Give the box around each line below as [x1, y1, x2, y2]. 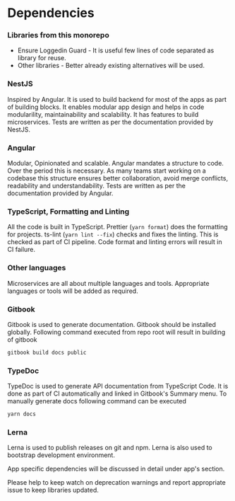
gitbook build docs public [7, 349, 87, 356]
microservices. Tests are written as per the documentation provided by [7, 117, 214, 126]
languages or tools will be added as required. [7, 287, 139, 295]
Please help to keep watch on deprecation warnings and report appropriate [7, 478, 226, 487]
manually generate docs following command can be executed [7, 397, 187, 405]
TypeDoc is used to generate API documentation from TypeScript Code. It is [7, 382, 229, 391]
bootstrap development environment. [7, 451, 115, 459]
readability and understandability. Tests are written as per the [7, 182, 186, 190]
